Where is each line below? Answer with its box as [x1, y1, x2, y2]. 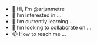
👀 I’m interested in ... [11, 12, 62, 19]
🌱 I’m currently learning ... [11, 18, 75, 24]
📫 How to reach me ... [11, 31, 66, 37]
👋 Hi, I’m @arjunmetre [11, 6, 65, 12]
